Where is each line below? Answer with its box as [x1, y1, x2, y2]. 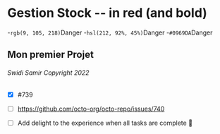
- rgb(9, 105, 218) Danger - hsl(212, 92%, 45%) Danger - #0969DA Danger [7, 28, 213, 37]
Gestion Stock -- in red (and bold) [7, 5, 208, 21]
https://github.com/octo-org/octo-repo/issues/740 [17, 104, 165, 113]
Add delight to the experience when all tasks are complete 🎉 [17, 118, 192, 127]
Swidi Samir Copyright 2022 [7, 68, 90, 77]
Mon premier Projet [7, 49, 94, 61]
